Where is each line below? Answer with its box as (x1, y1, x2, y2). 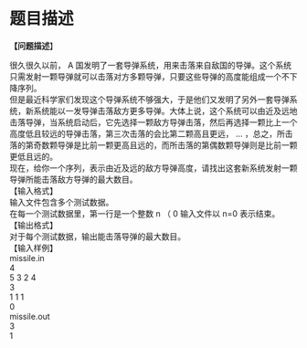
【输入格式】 (9, 185, 58, 196)
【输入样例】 (9, 242, 58, 253)
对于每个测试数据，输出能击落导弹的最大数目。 (9, 230, 185, 242)
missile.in (9, 252, 46, 263)
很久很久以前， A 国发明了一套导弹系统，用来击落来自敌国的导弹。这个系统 (9, 59, 292, 70)
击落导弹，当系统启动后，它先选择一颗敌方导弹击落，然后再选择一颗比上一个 (9, 116, 298, 128)
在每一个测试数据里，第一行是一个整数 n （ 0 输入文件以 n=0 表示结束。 (9, 207, 281, 219)
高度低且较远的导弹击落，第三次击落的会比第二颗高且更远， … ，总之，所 (9, 128, 285, 139)
